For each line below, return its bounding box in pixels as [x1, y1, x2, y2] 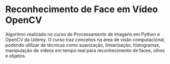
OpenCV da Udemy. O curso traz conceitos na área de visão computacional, [5, 37, 165, 43]
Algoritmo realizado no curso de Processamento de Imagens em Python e [5, 31, 160, 37]
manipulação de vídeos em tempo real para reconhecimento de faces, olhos [5, 47, 165, 53]
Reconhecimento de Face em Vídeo [5, 4, 158, 15]
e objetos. [5, 52, 26, 59]
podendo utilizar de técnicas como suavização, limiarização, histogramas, [5, 42, 160, 48]
